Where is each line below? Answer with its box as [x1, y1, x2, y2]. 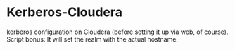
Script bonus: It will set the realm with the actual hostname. [6, 35, 179, 43]
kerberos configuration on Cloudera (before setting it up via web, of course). [6, 27, 229, 36]
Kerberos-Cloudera [6, 4, 123, 20]
